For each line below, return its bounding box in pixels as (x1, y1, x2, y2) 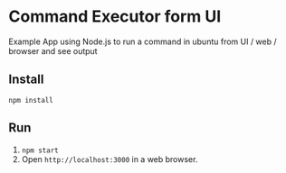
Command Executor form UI (8, 6, 222, 27)
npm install (8, 96, 53, 105)
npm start (21, 146, 60, 155)
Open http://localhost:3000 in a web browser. (21, 153, 198, 164)
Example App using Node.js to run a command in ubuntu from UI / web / (8, 36, 277, 47)
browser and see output (8, 45, 98, 56)
